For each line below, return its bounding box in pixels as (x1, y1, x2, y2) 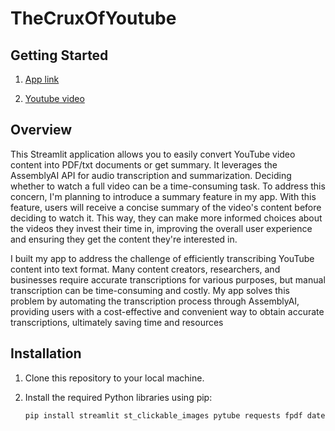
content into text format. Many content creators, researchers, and (10, 263, 281, 275)
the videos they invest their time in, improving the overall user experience (10, 222, 313, 234)
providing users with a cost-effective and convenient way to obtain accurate (10, 305, 325, 317)
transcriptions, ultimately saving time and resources (10, 316, 224, 328)
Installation (10, 345, 82, 362)
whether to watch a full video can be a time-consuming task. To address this (10, 180, 326, 192)
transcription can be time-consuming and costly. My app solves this (10, 284, 290, 296)
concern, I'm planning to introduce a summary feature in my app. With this (10, 190, 317, 202)
